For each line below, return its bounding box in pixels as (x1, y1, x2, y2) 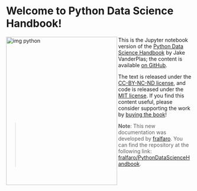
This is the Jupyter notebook (118, 36, 188, 43)
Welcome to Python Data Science (6, 4, 174, 18)
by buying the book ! (118, 111, 167, 118)
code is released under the (118, 85, 184, 93)
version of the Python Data (118, 43, 183, 50)
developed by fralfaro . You (118, 135, 183, 142)
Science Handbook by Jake (118, 49, 185, 56)
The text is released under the (118, 73, 192, 80)
